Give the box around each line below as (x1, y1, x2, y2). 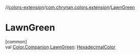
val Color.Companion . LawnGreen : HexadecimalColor (5, 44, 116, 50)
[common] (5, 38, 27, 44)
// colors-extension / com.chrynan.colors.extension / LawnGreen (5, 5, 135, 10)
